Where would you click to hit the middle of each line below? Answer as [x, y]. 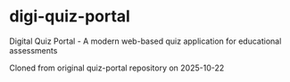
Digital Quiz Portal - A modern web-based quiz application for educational [145, 41]
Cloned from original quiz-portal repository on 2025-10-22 [117, 68]
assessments [33, 50]
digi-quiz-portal [70, 16]
